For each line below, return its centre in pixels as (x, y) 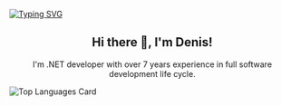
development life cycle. (152, 73)
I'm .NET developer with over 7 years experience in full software (152, 64)
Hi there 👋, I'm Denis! (152, 42)
